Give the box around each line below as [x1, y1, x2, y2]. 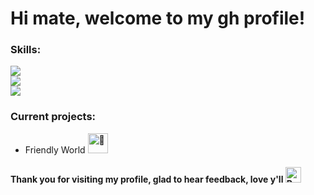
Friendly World [24, 143, 86, 156]
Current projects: [10, 110, 97, 124]
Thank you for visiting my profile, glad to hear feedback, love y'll [10, 173, 284, 186]
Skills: [10, 43, 42, 57]
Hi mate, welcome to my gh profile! [10, 7, 306, 30]
